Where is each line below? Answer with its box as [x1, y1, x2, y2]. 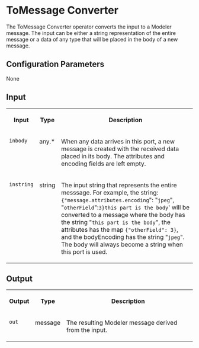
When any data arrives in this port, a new [61, 137, 175, 145]
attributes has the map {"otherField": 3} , [61, 225, 179, 234]
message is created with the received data [61, 145, 179, 153]
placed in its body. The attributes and [61, 152, 165, 160]
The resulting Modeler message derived [66, 318, 178, 327]
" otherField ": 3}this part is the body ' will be [61, 203, 190, 211]
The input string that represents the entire [61, 181, 177, 189]
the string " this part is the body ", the [61, 218, 171, 226]
